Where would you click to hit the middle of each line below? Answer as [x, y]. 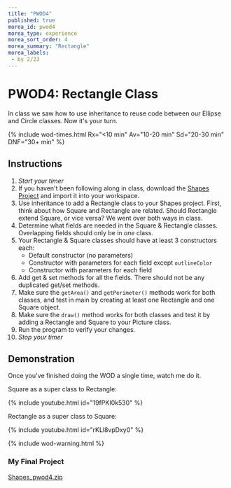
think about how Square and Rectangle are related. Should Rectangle [117, 210]
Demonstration [42, 359]
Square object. [39, 307]
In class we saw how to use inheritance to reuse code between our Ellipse [114, 113]
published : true [31, 20]
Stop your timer [41, 337]
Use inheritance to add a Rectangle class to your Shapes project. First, [120, 203]
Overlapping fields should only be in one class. [85, 232]
